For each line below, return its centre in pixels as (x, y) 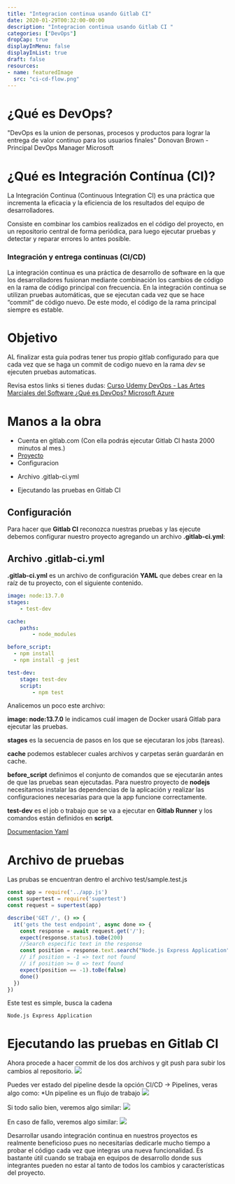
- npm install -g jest (47, 660)
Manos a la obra (54, 421)
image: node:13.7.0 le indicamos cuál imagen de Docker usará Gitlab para (114, 720)
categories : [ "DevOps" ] (42, 33)
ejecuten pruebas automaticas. (52, 372)
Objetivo (33, 338)
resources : (23, 66)
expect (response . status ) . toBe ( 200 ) (72, 937)
